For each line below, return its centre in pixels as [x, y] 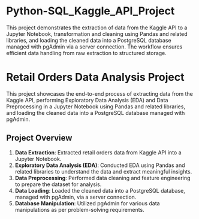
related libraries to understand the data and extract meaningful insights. [103, 171]
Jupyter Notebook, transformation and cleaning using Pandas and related [97, 34]
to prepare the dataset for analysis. [58, 184]
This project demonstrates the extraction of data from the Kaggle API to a [97, 28]
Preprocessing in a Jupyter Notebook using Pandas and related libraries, [96, 107]
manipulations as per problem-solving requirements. [80, 209]
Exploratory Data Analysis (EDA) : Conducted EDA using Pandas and [100, 165]
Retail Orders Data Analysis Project [95, 77]
